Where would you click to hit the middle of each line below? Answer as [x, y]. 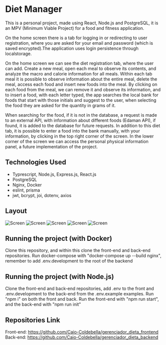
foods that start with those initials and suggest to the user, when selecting [81, 100]
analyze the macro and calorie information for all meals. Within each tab [79, 73]
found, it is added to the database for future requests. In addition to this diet [83, 126]
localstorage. [19, 54]
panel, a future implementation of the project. [51, 146]
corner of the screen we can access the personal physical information [77, 141]
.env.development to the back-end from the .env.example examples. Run [80, 294]
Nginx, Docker [27, 185]
